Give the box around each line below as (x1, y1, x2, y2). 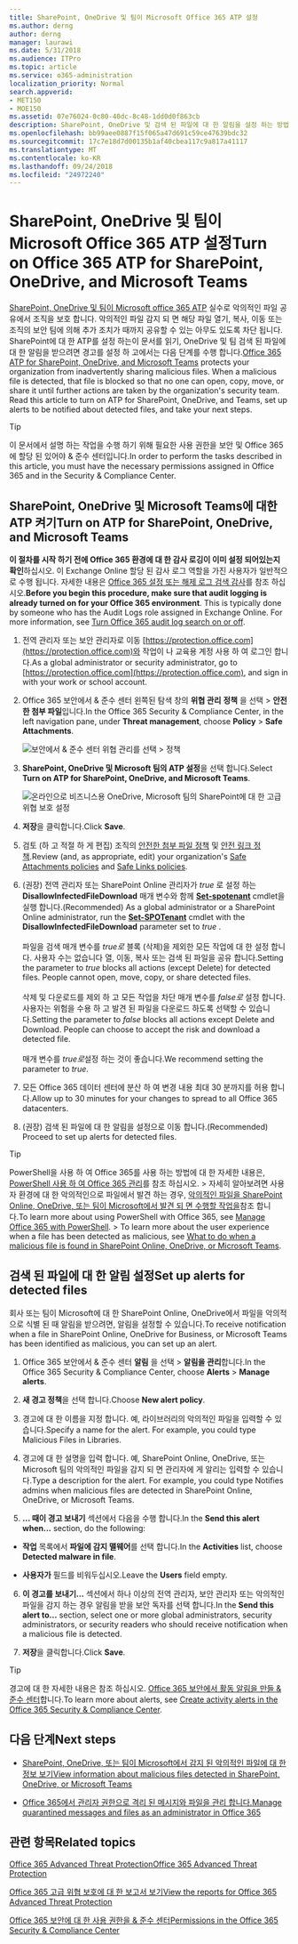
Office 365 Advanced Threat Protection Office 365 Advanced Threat (9, 1859, 257, 1869)
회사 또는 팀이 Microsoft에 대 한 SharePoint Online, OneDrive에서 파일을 (9, 1307, 264, 1318)
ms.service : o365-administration (9, 71, 133, 80)
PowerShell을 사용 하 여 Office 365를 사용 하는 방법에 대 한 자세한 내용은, (9, 1167, 266, 1177)
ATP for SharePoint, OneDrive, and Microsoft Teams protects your (9, 357, 250, 367)
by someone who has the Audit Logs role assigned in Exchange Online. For (9, 607, 283, 617)
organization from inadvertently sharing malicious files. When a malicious (9, 367, 278, 377)
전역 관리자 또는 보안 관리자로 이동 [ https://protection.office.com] (21, 635, 255, 645)
